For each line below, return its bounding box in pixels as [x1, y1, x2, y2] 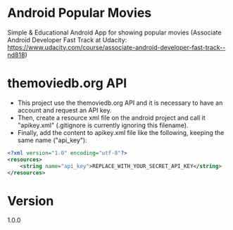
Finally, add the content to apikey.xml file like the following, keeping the [17, 128, 225, 136]
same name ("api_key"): [17, 136, 88, 144]
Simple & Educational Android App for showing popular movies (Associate [7, 28, 222, 37]
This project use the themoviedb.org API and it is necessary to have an [17, 98, 223, 107]
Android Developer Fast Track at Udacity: [7, 35, 127, 44]
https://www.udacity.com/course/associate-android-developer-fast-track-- [7, 43, 226, 51]
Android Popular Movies [7, 5, 152, 21]
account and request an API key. [17, 106, 112, 114]
